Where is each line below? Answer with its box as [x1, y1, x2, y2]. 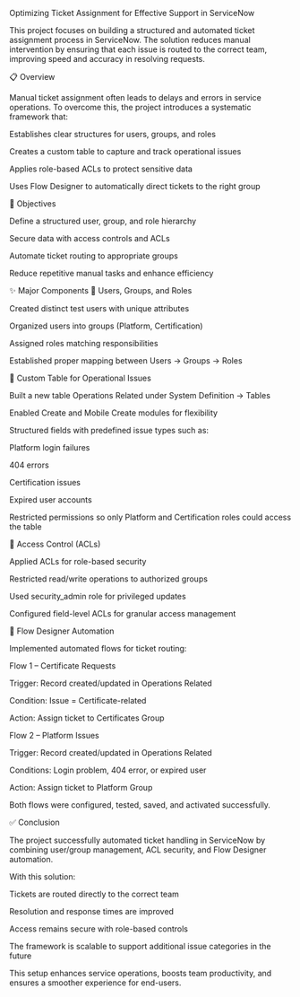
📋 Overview [9, 72, 56, 82]
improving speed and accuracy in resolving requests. [9, 54, 206, 64]
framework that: [9, 111, 69, 122]
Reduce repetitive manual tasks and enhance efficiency [9, 268, 214, 278]
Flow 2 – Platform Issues [9, 730, 100, 740]
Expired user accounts [9, 494, 92, 505]
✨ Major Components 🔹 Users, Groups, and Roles [9, 285, 193, 295]
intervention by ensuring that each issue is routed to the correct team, [9, 44, 268, 55]
